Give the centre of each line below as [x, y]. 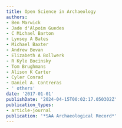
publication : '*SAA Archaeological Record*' [62, 116]
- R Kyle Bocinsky [29, 61]
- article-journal [29, 110]
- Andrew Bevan [25, 50]
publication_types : [30, 105]
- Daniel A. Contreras [34, 83]
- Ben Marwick [24, 22]
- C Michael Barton [30, 34]
